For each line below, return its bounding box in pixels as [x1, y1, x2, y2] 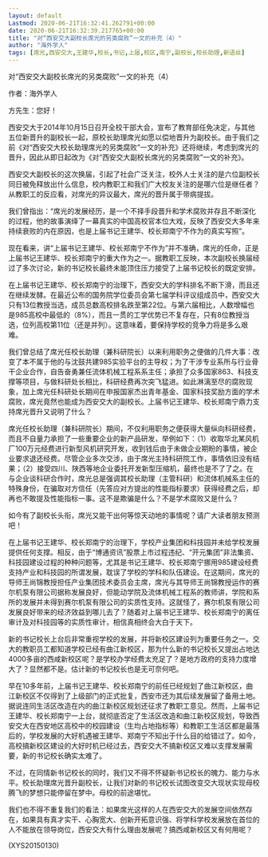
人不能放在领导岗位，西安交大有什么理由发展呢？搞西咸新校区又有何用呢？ [8, 825, 253, 834]
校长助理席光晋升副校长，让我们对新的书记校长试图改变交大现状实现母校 [22, 778, 260, 787]
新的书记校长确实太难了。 [22, 751, 106, 760]
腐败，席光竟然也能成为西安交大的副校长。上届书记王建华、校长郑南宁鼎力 [8, 397, 253, 406]
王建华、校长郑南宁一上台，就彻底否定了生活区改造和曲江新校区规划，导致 [8, 711, 253, 721]
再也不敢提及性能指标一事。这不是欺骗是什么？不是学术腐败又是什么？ [8, 494, 239, 503]
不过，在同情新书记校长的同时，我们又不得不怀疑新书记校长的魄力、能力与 [8, 768, 253, 777]
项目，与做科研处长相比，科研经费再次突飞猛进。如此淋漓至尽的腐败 [22, 377, 246, 386]
